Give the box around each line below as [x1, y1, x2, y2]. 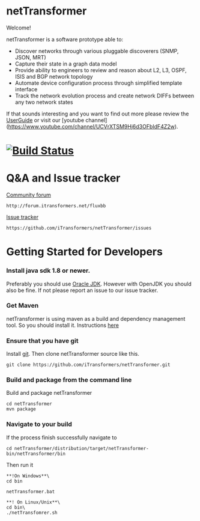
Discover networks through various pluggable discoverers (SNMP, [14, 47, 179, 55]
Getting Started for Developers [6, 245, 163, 259]
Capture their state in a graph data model [14, 60, 117, 67]
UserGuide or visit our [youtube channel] [6, 116, 108, 124]
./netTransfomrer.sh [6, 510, 58, 516]
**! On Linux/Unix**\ [6, 499, 61, 505]
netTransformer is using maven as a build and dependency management [6, 315, 186, 322]
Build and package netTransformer [6, 389, 92, 397]
